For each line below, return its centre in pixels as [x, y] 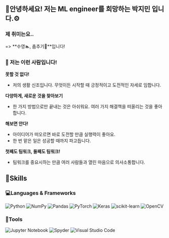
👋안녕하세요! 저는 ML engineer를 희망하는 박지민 [78, 9]
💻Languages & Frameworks [40, 193]
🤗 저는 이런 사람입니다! [31, 62]
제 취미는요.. [20, 34]
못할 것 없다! [17, 74]
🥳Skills [16, 178]
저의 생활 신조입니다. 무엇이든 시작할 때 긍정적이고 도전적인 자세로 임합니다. [87, 85]
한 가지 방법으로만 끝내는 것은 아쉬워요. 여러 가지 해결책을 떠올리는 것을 [83, 106]
